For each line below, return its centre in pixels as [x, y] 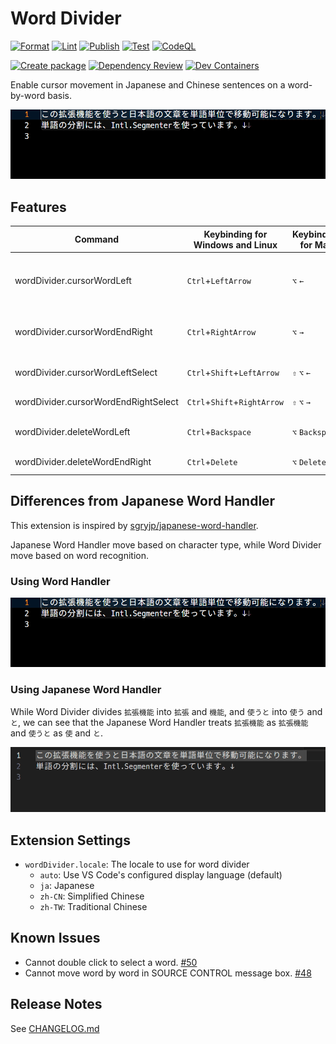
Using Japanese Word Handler [86, 690]
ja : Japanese [67, 885]
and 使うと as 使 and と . [56, 733]
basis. [59, 95]
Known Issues [55, 938]
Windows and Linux [235, 244]
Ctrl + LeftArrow [219, 281]
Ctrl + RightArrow [221, 331]
